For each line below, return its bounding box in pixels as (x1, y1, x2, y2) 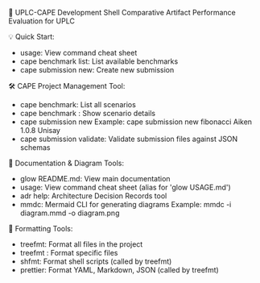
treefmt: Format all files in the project (19, 239, 143, 249)
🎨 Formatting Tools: (8, 224, 73, 233)
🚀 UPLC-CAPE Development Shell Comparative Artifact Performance (8, 8, 236, 17)
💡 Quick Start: (8, 32, 55, 41)
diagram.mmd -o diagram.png (19, 208, 120, 218)
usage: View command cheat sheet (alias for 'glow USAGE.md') (19, 182, 231, 192)
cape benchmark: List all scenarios (19, 100, 137, 109)
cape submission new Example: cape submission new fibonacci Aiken (19, 117, 252, 127)
